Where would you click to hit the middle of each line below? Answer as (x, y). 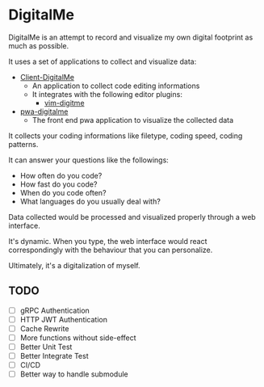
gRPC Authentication (55, 310)
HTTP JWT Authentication (63, 319)
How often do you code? (61, 175)
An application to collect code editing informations (116, 86)
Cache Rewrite (44, 328)
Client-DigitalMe (47, 77)
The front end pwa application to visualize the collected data (133, 120)
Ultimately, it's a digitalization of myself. (74, 265)
